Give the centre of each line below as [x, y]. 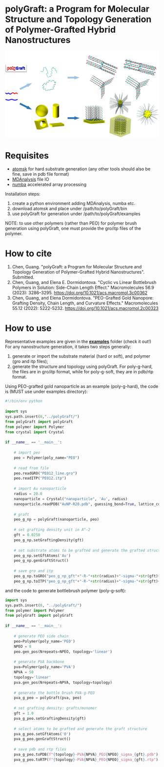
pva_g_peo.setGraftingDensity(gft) [50, 718]
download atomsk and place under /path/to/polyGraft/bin [70, 209]
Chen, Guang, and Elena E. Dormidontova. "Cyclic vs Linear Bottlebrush [84, 283]
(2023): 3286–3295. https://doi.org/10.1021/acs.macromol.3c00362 [80, 293]
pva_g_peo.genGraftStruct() [42, 739]
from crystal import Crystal [35, 432]
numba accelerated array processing [49, 184]
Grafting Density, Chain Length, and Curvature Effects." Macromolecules [85, 303]
